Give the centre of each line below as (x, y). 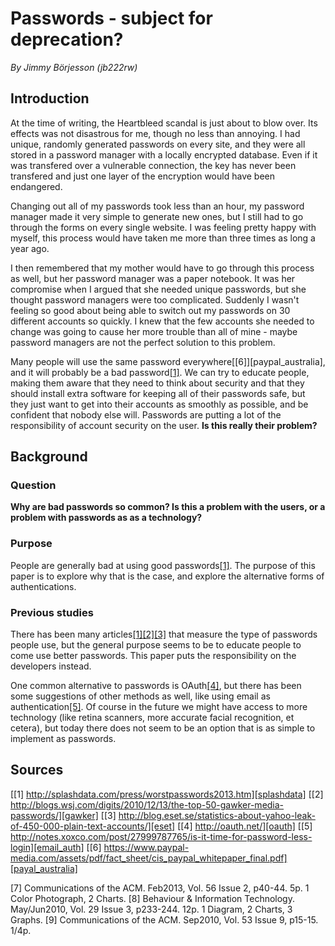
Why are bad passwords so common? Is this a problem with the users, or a (168, 507)
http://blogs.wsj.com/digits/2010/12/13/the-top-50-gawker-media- (147, 804)
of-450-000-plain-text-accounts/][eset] (93, 826)
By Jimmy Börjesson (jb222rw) (74, 67)
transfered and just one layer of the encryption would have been (142, 176)
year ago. (30, 248)
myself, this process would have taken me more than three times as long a (163, 238)
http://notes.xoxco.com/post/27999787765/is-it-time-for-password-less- (161, 836)
